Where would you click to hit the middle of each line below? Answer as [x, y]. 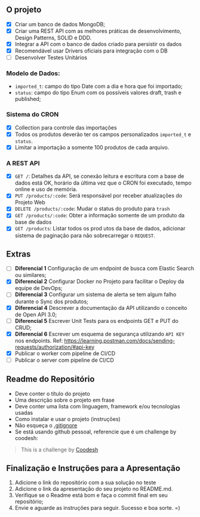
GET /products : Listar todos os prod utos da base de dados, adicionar [100, 229]
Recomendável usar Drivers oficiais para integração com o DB [91, 51]
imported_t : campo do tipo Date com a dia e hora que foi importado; [99, 87]
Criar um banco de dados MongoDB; [60, 24]
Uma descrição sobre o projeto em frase [64, 400]
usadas [24, 413]
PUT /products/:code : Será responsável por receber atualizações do [99, 196]
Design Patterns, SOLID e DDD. [53, 38]
